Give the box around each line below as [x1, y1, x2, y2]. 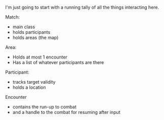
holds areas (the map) [12, 35, 59, 40]
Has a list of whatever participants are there [12, 59, 104, 65]
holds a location [12, 84, 46, 90]
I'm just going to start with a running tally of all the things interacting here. [5, 5, 159, 10]
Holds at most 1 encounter [12, 54, 67, 60]
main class [12, 24, 35, 30]
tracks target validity [12, 79, 56, 85]
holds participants [12, 29, 51, 35]
